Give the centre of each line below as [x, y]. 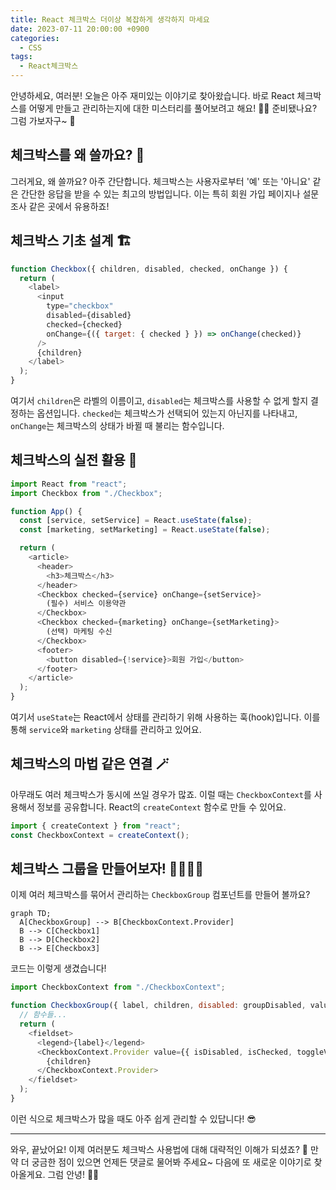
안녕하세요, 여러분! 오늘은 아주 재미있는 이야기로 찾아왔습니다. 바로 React [152, 95]
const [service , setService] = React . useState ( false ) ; [136, 521]
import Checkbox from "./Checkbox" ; [86, 493]
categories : [35, 38]
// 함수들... [43, 1015]
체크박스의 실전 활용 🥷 [74, 460]
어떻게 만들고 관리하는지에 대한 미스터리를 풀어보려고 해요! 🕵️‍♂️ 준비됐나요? [173, 108]
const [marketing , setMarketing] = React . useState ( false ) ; [145, 530]
